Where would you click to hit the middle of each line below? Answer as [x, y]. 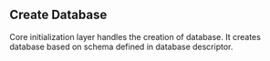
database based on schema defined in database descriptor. [121, 46]
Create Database [58, 15]
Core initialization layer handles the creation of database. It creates [135, 36]
